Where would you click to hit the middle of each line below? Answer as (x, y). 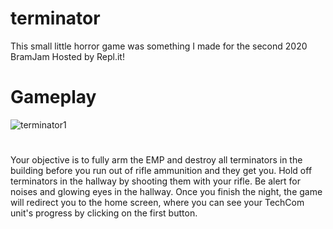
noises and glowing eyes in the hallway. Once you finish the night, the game (166, 192)
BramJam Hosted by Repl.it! (67, 56)
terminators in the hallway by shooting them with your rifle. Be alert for (156, 181)
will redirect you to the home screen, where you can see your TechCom (157, 203)
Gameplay (53, 97)
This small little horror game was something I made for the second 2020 (159, 46)
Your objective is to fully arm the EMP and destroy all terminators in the (156, 160)
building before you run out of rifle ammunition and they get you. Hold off (161, 171)
